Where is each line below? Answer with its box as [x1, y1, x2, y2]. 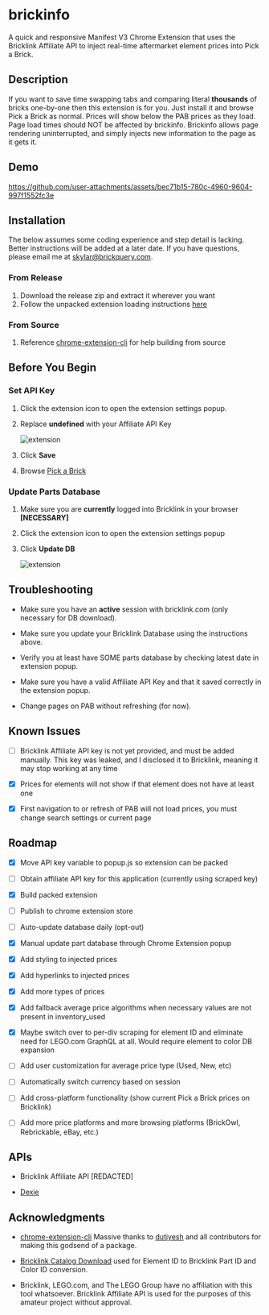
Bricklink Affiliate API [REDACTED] [19, 1172, 134, 1181]
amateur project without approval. [19, 1297, 132, 1307]
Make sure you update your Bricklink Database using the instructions [19, 628, 248, 638]
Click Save [19, 450, 56, 460]
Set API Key [8, 385, 55, 396]
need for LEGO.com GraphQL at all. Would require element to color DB [19, 1037, 253, 1047]
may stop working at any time [19, 763, 118, 773]
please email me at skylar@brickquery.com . [8, 252, 153, 262]
